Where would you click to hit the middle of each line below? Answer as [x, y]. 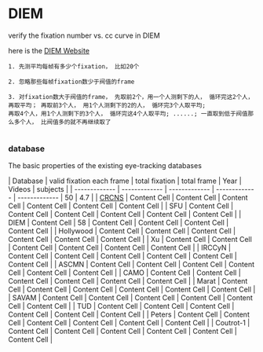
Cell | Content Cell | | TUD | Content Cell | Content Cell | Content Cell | [121, 306]
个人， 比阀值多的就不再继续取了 [65, 122]
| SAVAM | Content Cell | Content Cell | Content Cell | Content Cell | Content [131, 298]
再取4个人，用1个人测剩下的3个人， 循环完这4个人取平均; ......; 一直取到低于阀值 [128, 114]
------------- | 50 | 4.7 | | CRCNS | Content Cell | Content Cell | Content [133, 198]
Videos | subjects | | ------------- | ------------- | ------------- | [111, 189]
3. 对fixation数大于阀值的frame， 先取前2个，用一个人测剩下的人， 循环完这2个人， [131, 97]
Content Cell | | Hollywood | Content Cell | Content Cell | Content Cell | [122, 231]
